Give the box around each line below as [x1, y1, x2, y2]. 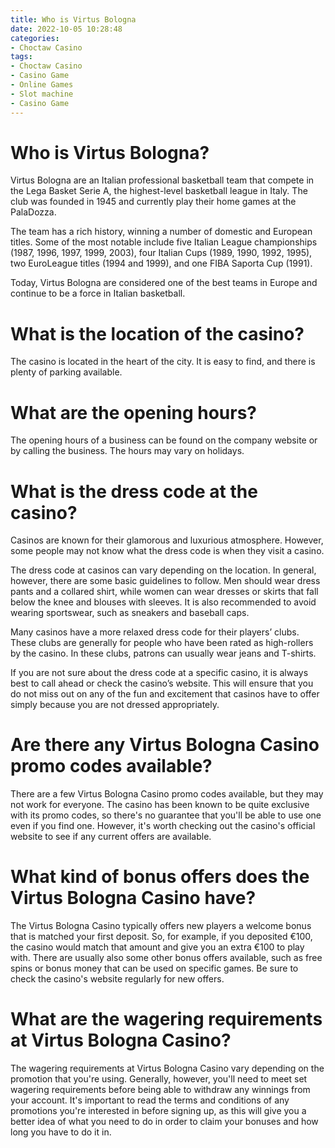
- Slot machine [10, 89, 74, 99]
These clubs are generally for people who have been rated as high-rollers [10, 637, 314, 649]
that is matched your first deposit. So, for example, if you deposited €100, [10, 931, 313, 943]
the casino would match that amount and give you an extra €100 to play [10, 941, 305, 953]
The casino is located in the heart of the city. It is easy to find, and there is [10, 356, 316, 368]
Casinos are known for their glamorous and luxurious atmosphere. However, [10, 534, 324, 546]
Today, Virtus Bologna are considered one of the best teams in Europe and [10, 277, 318, 289]
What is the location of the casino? [10, 322, 305, 345]
